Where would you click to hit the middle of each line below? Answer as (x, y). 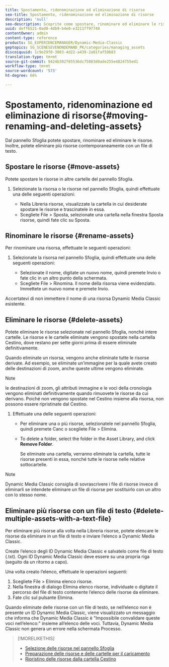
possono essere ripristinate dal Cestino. (47, 404)
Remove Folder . (37, 444)
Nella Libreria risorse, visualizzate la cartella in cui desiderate (83, 204)
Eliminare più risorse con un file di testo (68, 510)
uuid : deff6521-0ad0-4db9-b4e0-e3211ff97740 (53, 29)
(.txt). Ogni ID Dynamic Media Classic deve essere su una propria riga (77, 557)
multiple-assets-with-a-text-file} (58, 519)
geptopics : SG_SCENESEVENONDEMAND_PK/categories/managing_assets (75, 47)
